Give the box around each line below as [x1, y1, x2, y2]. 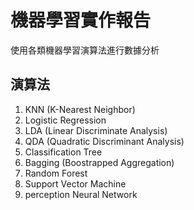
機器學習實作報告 [10, 9, 152, 32]
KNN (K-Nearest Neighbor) [24, 103, 136, 115]
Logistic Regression [24, 114, 107, 126]
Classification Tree [24, 146, 103, 158]
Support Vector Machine [24, 177, 127, 190]
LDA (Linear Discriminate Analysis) [24, 124, 168, 136]
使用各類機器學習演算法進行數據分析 [10, 44, 160, 56]
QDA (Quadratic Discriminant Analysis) [24, 135, 185, 147]
